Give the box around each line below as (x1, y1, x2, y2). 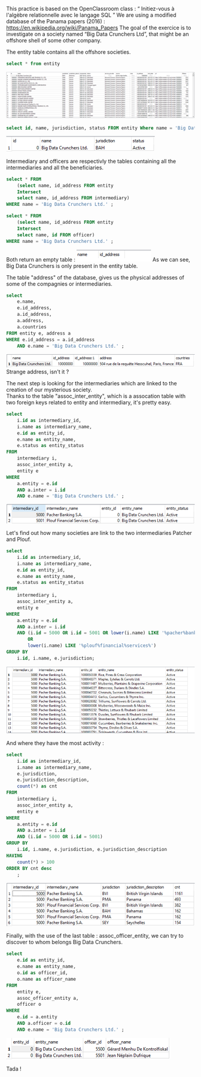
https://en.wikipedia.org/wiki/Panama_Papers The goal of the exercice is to (6, 24, 191, 31)
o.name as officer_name (17, 976, 77, 982)
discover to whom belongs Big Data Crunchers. (6, 939, 123, 946)
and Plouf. (6, 536, 32, 543)
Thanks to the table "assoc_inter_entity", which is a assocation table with (6, 393, 186, 400)
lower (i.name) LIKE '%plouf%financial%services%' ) (28, 643, 157, 649)
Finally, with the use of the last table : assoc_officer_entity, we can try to (6, 932, 184, 939)
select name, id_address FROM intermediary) (17, 195, 130, 201)
